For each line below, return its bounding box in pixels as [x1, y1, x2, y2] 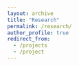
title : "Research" [7, 16, 60, 23]
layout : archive [7, 10, 54, 17]
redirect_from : [7, 36, 51, 43]
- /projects [13, 42, 48, 49]
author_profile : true [7, 29, 69, 36]
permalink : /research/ [7, 23, 72, 30]
